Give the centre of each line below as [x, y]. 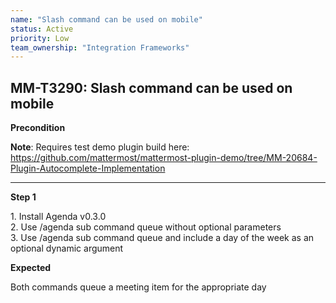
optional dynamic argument [67, 248]
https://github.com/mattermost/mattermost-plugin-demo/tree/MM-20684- [164, 158]
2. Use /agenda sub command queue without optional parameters [146, 227]
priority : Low [40, 38]
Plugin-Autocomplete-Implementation [88, 168]
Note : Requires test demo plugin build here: [100, 147]
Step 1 [23, 197]
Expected [31, 268]
